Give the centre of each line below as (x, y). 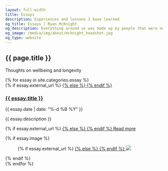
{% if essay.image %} (27, 138)
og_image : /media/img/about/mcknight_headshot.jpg (59, 33)
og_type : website (23, 38)
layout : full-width (25, 10)
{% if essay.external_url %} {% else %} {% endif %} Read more (70, 128)
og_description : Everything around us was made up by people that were (81, 29)
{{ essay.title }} (24, 98)
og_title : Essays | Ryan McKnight (41, 24)
